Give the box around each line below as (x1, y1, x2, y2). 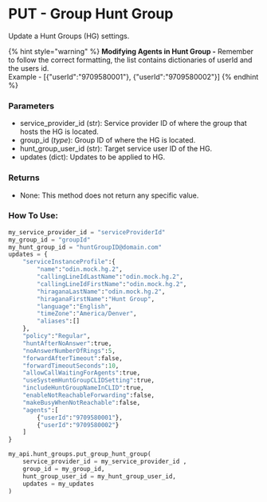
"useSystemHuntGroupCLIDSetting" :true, (22, 376, 155, 385)
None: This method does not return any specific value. (19, 190, 199, 200)
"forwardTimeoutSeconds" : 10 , (22, 362, 120, 370)
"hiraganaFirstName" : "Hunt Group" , (37, 295, 155, 303)
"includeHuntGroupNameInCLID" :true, (22, 384, 145, 392)
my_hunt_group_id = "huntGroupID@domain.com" (8, 243, 162, 251)
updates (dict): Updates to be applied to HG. (19, 152, 166, 162)
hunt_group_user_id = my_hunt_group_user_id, (22, 472, 177, 480)
